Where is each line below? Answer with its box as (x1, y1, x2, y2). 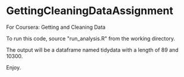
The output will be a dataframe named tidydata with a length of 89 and (6, 46, 179, 53)
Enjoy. (6, 63, 21, 71)
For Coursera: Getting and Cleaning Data (6, 24, 106, 31)
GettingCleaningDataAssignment (6, 4, 173, 18)
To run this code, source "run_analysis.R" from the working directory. (6, 35, 176, 42)
